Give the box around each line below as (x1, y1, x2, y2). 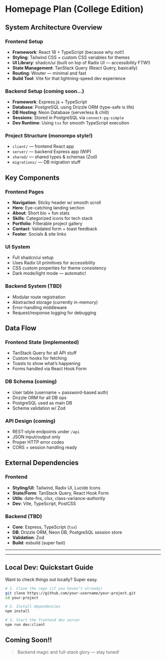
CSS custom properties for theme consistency (12, 265, 107, 271)
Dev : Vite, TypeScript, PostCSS (12, 500, 77, 506)
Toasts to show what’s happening (12, 361, 81, 367)
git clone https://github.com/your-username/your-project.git (5, 590, 136, 596)
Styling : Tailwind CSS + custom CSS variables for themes (12, 54, 130, 60)
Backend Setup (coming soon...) (5, 87, 84, 94)
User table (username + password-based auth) (12, 389, 109, 395)
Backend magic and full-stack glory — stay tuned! (17, 649, 120, 655)
